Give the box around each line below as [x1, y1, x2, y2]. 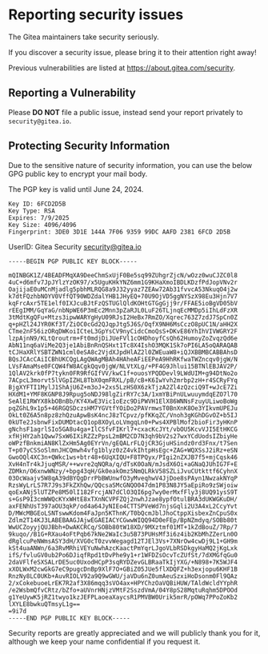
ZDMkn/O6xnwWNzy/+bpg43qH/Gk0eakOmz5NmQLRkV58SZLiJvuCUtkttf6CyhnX [8, 467, 238, 475]
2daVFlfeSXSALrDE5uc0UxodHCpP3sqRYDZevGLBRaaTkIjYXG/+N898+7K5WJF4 [8, 558, 238, 566]
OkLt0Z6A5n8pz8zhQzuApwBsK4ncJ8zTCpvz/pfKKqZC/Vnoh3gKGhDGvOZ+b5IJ [8, 411, 238, 419]
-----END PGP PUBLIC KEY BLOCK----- [8, 614, 130, 622]
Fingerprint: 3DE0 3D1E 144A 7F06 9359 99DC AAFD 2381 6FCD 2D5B [8, 228, 230, 236]
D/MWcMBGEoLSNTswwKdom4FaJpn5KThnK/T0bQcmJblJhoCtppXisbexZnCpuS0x [8, 509, 238, 517]
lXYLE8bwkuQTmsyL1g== [8, 600, 81, 608]
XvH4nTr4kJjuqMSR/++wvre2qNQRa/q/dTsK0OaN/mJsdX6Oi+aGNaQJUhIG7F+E [8, 460, 238, 469]
